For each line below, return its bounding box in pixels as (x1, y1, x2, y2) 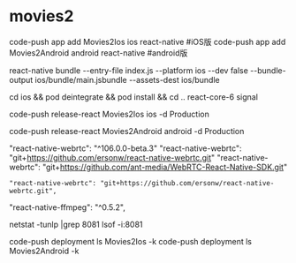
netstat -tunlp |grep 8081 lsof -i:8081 (9, 219, 143, 229)
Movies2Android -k (9, 245, 80, 256)
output (9, 74, 34, 85)
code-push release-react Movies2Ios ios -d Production (9, 109, 209, 119)
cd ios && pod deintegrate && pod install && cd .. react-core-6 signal (9, 91, 259, 102)
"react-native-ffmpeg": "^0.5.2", (9, 201, 125, 213)
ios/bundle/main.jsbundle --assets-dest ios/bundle (34, 74, 220, 85)
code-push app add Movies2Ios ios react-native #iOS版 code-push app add (9, 36, 286, 47)
